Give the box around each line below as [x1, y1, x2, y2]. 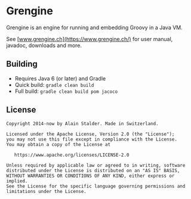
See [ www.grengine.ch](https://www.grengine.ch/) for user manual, [6, 35, 173, 42]
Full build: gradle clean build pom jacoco [14, 88, 118, 95]
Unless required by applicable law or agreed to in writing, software [6, 162, 186, 168]
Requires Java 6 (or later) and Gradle [14, 74, 106, 82]
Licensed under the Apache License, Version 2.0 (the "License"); [6, 131, 175, 137]
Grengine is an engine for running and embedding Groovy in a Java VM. [6, 24, 183, 31]
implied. [6, 178, 28, 184]
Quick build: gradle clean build [14, 81, 94, 88]
